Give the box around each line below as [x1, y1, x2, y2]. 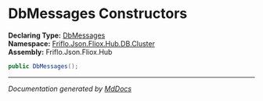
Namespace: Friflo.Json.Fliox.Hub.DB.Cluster [8, 38, 155, 48]
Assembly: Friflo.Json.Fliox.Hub [8, 47, 113, 56]
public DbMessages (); [8, 62, 79, 70]
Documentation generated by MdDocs [8, 84, 131, 93]
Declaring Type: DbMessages [8, 31, 106, 40]
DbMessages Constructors [8, 5, 188, 23]
